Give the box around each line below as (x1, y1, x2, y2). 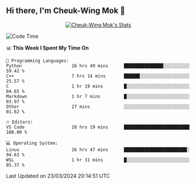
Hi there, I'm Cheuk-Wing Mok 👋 (6, 6, 126, 16)
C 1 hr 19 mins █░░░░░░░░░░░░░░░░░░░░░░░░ (6, 83, 190, 89)
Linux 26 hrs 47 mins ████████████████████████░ (6, 146, 190, 152)
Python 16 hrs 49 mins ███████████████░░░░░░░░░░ (6, 62, 190, 69)
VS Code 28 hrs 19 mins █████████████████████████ (6, 124, 190, 130)
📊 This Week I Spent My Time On (6, 44, 89, 51)
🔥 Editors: (6, 119, 33, 125)
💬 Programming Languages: (6, 58, 69, 64)
